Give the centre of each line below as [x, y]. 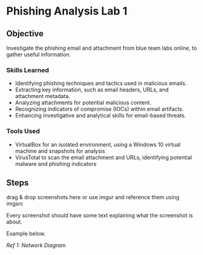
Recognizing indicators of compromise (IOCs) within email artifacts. [99, 109]
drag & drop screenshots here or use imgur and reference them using [93, 197]
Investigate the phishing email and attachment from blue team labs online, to [101, 48]
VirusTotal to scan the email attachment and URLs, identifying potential [103, 157]
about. [14, 222]
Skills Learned [28, 70]
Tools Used [23, 131]
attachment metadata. [43, 96]
